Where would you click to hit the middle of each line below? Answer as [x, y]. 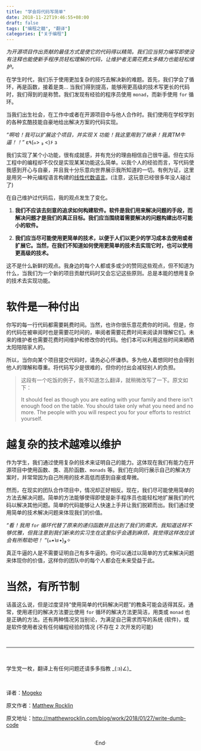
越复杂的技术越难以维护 [64, 445]
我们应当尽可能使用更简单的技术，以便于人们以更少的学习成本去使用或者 [103, 238]
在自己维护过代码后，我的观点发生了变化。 [58, 197]
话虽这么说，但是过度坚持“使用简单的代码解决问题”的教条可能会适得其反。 [98, 604]
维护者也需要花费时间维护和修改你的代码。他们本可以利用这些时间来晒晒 [105, 340]
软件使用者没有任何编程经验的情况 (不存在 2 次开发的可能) [82, 627]
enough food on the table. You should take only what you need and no [107, 406]
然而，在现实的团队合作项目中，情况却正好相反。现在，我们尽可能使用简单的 [100, 490]
